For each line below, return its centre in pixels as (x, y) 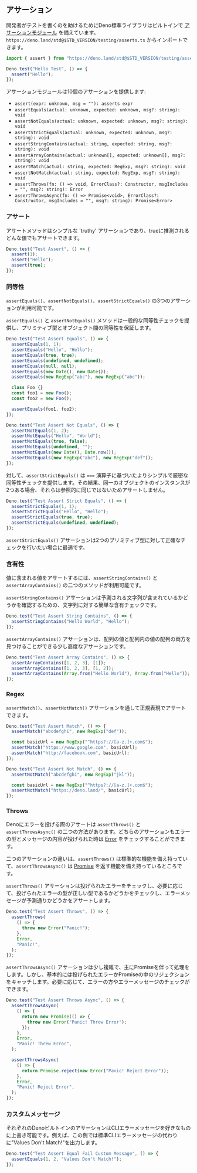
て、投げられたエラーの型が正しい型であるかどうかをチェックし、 (86, 893)
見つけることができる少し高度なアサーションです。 (67, 646)
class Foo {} (27, 388)
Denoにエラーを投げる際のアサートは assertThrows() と (74, 824)
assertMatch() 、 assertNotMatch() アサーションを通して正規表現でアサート (96, 708)
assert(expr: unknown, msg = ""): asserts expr (74, 104)
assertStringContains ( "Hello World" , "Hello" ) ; (71, 622)
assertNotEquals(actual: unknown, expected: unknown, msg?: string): (101, 121)
